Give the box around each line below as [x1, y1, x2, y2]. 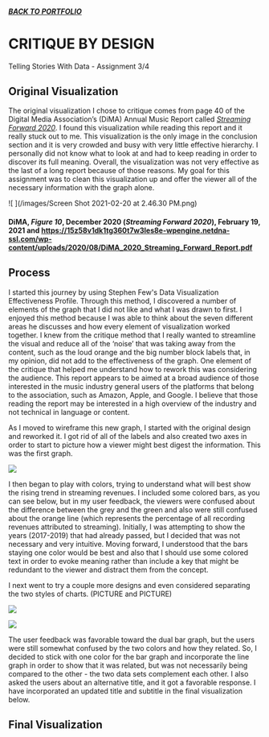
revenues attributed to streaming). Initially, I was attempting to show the [8, 522, 246, 532]
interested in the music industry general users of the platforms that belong [8, 381, 255, 391]
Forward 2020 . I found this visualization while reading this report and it [8, 123, 243, 133]
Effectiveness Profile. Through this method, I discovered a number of [8, 296, 237, 305]
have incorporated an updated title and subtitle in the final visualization [8, 685, 243, 696]
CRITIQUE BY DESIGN [8, 35, 155, 52]
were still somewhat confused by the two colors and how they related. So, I [8, 643, 257, 652]
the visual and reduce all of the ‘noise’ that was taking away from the [8, 338, 236, 348]
